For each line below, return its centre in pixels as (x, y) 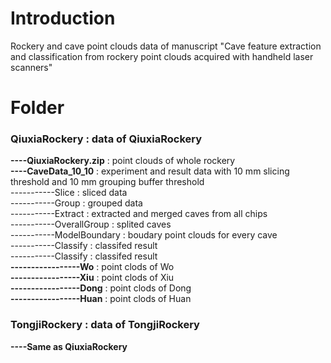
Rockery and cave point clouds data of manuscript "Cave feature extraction (166, 46)
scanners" (31, 67)
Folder (37, 108)
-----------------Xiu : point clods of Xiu (92, 278)
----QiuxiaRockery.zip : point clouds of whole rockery (123, 161)
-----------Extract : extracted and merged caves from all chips (139, 214)
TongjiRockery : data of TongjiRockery (105, 325)
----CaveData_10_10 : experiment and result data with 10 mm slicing (150, 171)
